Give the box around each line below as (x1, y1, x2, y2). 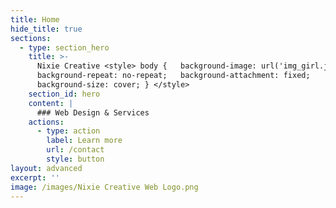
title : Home (10, 14, 60, 25)
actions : (28, 117, 65, 127)
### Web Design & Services (36, 107, 150, 118)
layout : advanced (10, 163, 83, 173)
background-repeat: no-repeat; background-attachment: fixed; (36, 71, 311, 81)
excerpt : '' (10, 172, 60, 183)
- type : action (36, 126, 101, 136)
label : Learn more (46, 136, 123, 146)
